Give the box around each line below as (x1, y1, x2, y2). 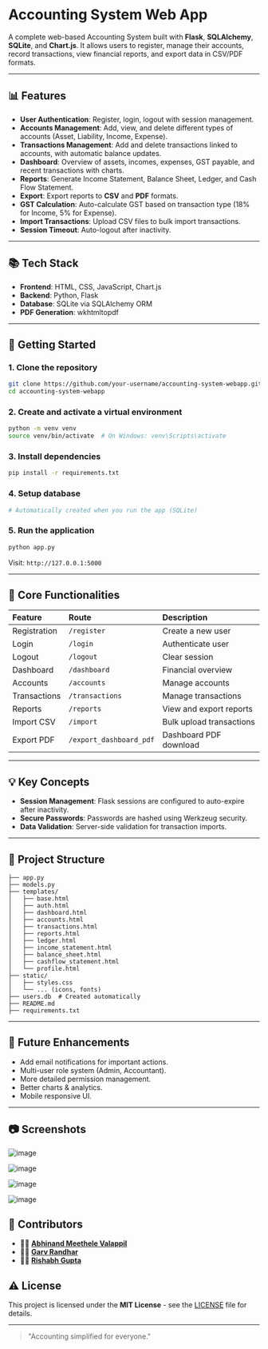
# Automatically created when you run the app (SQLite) (8, 506, 198, 514)
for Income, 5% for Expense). (19, 208, 117, 218)
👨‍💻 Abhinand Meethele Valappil (19, 1239, 128, 1248)
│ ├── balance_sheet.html (8, 951, 102, 959)
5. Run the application (8, 525, 95, 537)
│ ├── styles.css (8, 979, 73, 987)
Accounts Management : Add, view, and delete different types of (19, 122, 234, 133)
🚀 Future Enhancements (8, 1036, 130, 1049)
